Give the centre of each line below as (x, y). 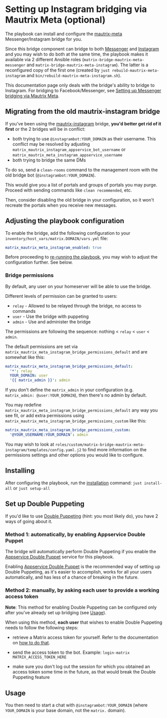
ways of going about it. (29, 521)
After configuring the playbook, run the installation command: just (74, 483)
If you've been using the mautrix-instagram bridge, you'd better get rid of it (83, 123)
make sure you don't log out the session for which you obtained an (81, 667)
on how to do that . (31, 643)
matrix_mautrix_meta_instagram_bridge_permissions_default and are (76, 351)
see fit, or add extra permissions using (45, 416)
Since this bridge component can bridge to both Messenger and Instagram (82, 49)
